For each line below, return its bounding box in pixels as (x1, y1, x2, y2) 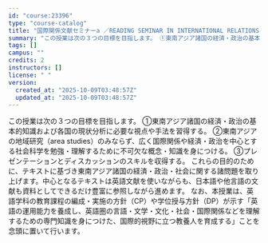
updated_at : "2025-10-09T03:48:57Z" (15, 94, 137, 102)
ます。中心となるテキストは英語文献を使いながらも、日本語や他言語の (22, 177, 252, 186)
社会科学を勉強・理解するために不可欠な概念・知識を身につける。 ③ (14, 146, 244, 156)
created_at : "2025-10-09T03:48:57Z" (15, 86, 137, 94)
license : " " (8, 71, 52, 79)
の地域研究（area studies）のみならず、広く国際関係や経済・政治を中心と (8, 137, 251, 146)
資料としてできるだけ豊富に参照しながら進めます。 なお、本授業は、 (22, 186, 247, 196)
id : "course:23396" (8, 11, 73, 20)
